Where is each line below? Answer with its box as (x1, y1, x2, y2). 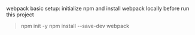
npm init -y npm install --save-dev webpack (20, 23, 130, 29)
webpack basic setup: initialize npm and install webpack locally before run (6, 5, 190, 12)
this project (6, 11, 34, 18)
